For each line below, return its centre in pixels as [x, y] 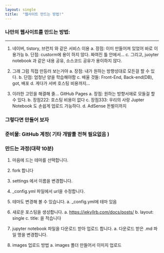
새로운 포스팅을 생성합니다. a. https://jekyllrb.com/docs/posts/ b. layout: [83, 212]
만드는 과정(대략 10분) [29, 148]
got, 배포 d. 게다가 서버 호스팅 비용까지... [51, 83]
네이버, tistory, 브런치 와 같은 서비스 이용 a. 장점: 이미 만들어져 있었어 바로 [82, 48]
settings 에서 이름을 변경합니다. [42, 181]
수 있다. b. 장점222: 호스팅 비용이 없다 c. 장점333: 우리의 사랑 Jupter [78, 100]
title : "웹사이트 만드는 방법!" [34, 14]
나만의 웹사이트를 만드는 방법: [38, 32]
